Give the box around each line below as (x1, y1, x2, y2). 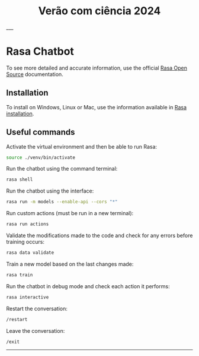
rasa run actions (6, 221, 49, 227)
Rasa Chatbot (6, 45, 74, 58)
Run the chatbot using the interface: (6, 187, 94, 194)
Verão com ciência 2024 (38, 4, 161, 18)
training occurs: (6, 238, 44, 245)
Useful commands (6, 127, 75, 137)
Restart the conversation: (6, 305, 68, 312)
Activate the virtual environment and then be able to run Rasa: (6, 143, 158, 150)
